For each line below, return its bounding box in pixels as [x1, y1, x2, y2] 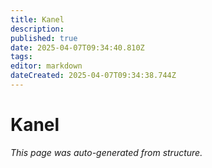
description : [10, 24, 65, 34]
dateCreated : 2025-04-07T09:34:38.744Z [10, 71, 177, 81]
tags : [10, 52, 33, 62]
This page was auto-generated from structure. [10, 146, 203, 158]
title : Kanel [10, 14, 65, 25]
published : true [10, 33, 78, 43]
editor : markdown [10, 61, 83, 71]
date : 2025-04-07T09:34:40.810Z [10, 42, 145, 53]
